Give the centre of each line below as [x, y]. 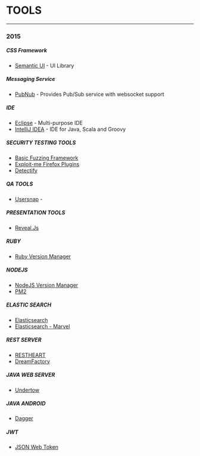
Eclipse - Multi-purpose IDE [49, 123]
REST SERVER [24, 340]
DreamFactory [32, 361]
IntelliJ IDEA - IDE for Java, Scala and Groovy [70, 129]
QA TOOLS [20, 184]
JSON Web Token [36, 447]
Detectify [26, 170]
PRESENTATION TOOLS [36, 213]
